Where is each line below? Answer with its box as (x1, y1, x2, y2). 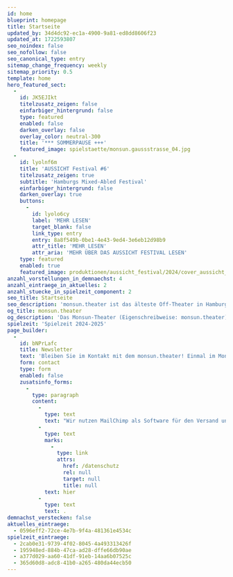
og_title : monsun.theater (7, 307, 82, 315)
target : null (62, 476, 101, 482)
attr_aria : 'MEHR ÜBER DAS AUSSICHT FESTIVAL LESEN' (32, 250, 188, 257)
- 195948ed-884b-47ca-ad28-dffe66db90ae (13, 546, 132, 553)
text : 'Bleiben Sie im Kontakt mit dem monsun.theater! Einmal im (19, 352, 216, 360)
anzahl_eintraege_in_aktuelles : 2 (7, 282, 107, 288)
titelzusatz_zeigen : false (19, 101, 98, 108)
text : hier (44, 488, 76, 496)
